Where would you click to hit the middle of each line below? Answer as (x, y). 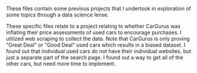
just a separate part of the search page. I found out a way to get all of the (95, 57)
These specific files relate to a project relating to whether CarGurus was (93, 26)
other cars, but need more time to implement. (61, 64)
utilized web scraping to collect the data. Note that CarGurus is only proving (98, 39)
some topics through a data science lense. (58, 15)
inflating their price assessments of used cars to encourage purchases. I (94, 32)
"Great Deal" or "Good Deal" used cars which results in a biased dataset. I (96, 45)
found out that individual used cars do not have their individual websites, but (98, 51)
